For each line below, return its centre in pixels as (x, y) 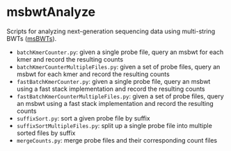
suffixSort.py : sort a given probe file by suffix (83, 118)
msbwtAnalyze (51, 12)
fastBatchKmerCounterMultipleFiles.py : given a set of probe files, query (120, 96)
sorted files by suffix (46, 133)
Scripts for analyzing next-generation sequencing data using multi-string (111, 31)
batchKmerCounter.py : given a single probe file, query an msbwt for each (120, 52)
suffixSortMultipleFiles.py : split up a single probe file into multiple (114, 125)
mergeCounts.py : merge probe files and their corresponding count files (117, 140)
